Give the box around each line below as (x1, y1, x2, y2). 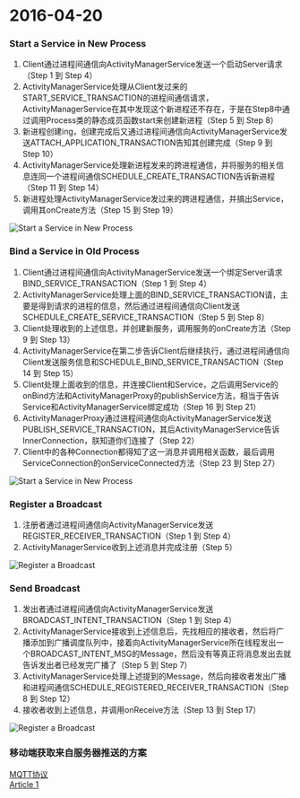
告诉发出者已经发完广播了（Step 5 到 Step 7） (21, 660, 193, 671)
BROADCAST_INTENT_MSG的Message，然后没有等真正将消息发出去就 (30, 648, 292, 660)
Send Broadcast (9, 583, 81, 594)
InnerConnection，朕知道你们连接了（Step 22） (21, 434, 200, 445)
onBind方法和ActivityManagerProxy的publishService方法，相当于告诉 (21, 390, 279, 400)
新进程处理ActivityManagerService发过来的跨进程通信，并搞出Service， (21, 194, 289, 205)
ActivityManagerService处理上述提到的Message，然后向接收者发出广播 (21, 671, 287, 682)
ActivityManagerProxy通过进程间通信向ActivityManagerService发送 (21, 412, 272, 423)
